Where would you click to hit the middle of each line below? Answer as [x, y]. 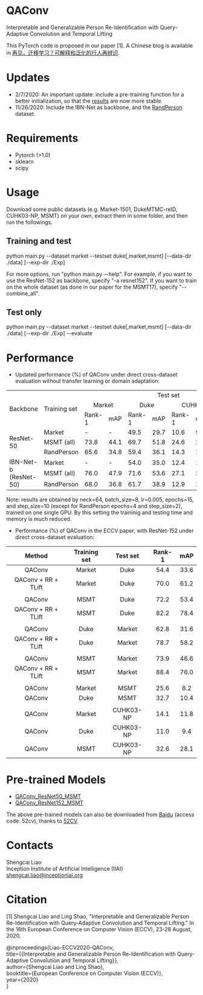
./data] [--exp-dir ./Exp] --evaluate [49, 333]
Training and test [39, 241]
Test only [24, 312]
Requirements [42, 139]
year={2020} [22, 980]
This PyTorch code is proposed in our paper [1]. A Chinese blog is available [100, 45]
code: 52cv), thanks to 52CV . [42, 821]
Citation [27, 900]
